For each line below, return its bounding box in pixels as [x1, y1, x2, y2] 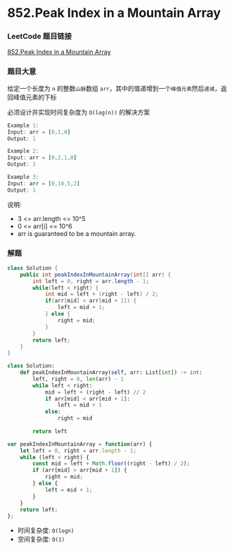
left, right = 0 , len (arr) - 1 [32, 375, 124, 382]
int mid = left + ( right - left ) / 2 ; [44, 291, 159, 298]
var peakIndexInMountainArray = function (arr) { [7, 440, 152, 448]
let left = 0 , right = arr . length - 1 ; [20, 447, 137, 454]
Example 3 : [7, 174, 39, 181]
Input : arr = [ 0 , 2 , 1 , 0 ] [7, 154, 77, 161]
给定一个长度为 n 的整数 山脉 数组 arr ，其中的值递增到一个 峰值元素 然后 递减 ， [7, 84, 221, 92]
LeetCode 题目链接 [7, 32, 72, 42]
